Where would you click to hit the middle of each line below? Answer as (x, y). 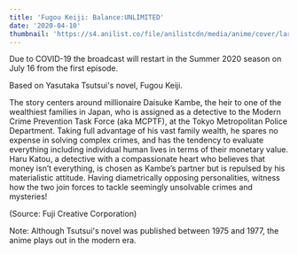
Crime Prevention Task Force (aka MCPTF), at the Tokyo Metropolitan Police (149, 121)
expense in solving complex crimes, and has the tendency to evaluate (137, 140)
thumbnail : (29, 34)
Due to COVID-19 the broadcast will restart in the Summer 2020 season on (145, 59)
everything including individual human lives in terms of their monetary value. (149, 150)
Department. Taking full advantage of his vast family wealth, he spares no (144, 131)
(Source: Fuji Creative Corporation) (73, 214)
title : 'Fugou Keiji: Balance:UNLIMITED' (87, 17)
